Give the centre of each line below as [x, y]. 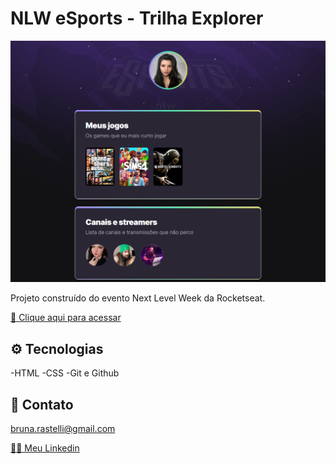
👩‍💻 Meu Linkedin [45, 448]
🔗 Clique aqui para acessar [66, 318]
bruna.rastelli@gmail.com [63, 428]
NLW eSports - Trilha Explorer [137, 18]
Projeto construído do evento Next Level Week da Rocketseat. [138, 298]
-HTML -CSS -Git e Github [65, 373]
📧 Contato [42, 404]
